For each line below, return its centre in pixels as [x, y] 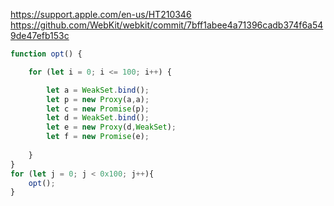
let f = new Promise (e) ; [98, 137]
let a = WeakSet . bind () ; [98, 90]
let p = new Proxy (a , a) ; [98, 99]
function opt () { [46, 54]
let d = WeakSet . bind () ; [98, 118]
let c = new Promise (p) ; [98, 109]
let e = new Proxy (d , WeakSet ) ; [111, 127]
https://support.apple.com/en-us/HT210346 [101, 14]
